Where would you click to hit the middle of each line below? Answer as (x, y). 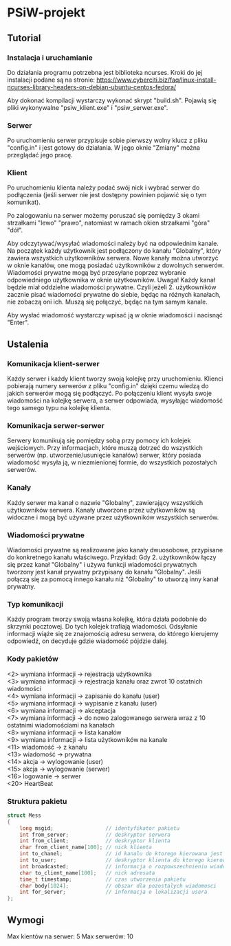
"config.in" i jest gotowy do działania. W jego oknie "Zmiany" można (104, 148)
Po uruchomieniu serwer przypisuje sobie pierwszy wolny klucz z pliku (107, 140)
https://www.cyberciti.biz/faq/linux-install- (156, 80)
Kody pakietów (33, 659)
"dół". (15, 230)
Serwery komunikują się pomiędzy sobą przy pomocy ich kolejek (99, 440)
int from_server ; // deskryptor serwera (95, 835)
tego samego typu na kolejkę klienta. (59, 408)
